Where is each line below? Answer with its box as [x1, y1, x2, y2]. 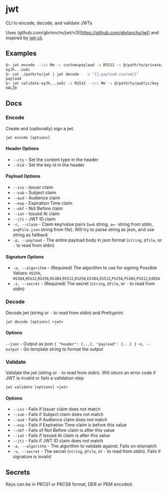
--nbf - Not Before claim [12, 205, 63, 212]
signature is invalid [12, 454, 52, 460]
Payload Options [5, 173, 41, 179]
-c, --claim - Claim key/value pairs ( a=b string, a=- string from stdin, [12, 221, 153, 227]
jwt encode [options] [5, 135, 51, 140]
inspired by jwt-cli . [5, 35, 44, 41]
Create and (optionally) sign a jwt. [5, 125, 75, 131]
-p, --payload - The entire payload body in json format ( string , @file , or [12, 237, 162, 243]
